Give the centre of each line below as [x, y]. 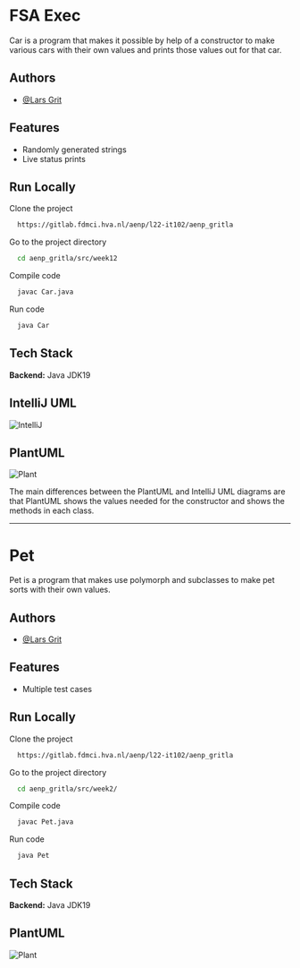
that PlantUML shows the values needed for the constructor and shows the [147, 501]
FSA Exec [45, 16]
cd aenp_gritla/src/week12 [67, 259]
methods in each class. [52, 510]
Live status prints [54, 158]
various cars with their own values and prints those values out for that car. [146, 49]
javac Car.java [46, 292]
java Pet [33, 856]
